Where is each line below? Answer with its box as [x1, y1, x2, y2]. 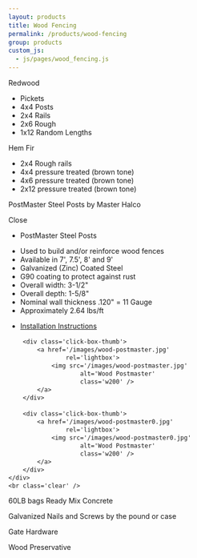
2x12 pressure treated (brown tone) [19, 184, 137, 194]
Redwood [8, 78, 40, 87]
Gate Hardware [8, 527, 58, 536]
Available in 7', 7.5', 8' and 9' [19, 255, 114, 264]
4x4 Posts [19, 102, 54, 111]
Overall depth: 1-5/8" [19, 289, 90, 298]
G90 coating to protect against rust [19, 272, 136, 281]
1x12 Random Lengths [19, 128, 92, 137]
